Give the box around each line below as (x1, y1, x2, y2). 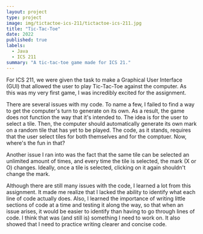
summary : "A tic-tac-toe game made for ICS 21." (6, 59, 131, 65)
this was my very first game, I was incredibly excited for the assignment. (6, 89, 186, 96)
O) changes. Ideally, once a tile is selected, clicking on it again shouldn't (6, 164, 186, 171)
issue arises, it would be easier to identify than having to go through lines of (6, 207, 195, 215)
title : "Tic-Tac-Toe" (6, 25, 61, 32)
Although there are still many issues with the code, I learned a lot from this (6, 182, 192, 189)
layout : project (6, 8, 47, 15)
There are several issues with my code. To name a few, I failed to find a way (6, 100, 195, 108)
